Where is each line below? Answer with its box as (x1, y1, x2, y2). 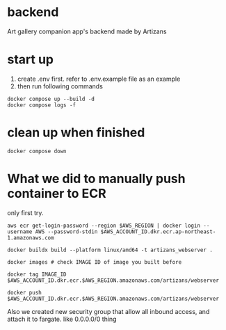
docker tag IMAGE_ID (7, 271, 67, 278)
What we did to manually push (7, 171, 186, 187)
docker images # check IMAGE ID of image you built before (7, 258, 182, 265)
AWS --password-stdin (35, 228, 98, 235)
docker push (7, 289, 42, 296)
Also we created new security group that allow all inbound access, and (7, 307, 210, 315)
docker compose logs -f (7, 102, 76, 109)
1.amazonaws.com (7, 234, 54, 241)
